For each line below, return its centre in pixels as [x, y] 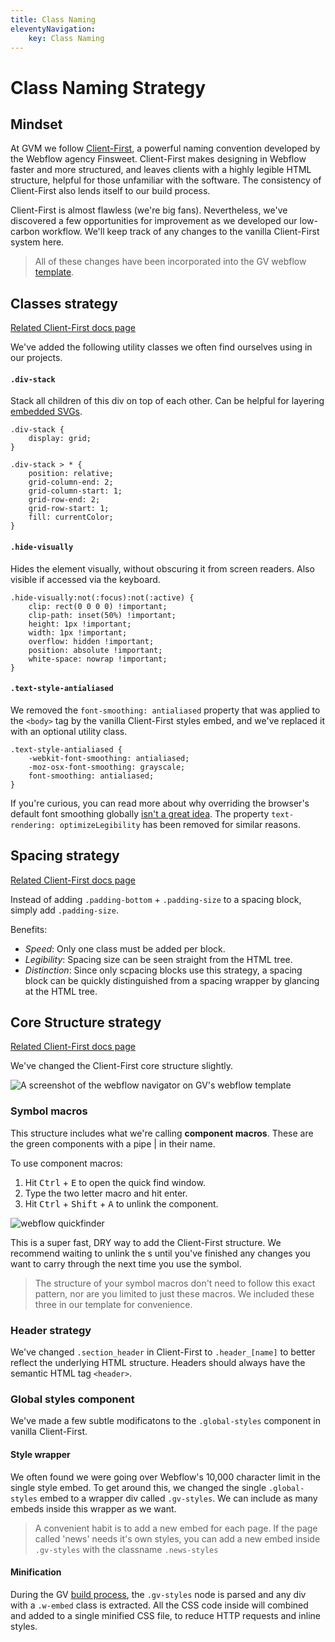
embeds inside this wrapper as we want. [93, 1508]
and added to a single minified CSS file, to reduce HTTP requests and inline [165, 1615]
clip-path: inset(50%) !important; [102, 615]
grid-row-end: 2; [64, 500]
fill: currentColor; [71, 517]
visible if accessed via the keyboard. [85, 579]
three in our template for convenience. [113, 1304]
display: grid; [60, 439]
